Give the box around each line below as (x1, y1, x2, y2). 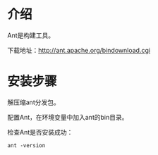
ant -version (7, 142, 46, 149)
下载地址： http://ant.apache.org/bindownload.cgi (7, 46, 150, 54)
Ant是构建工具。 (7, 31, 55, 39)
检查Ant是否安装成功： (7, 128, 73, 136)
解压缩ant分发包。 (7, 98, 60, 106)
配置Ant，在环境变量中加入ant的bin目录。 (7, 113, 128, 121)
